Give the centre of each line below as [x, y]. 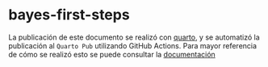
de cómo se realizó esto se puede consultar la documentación [112, 54]
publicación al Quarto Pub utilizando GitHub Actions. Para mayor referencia [132, 45]
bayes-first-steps [69, 15]
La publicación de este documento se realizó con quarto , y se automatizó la [134, 37]
